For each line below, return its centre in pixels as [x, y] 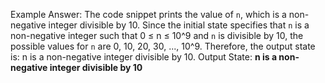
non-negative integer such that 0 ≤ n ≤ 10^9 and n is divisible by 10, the [157, 35]
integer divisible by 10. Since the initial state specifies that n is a [179, 25]
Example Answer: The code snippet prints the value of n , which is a [148, 14]
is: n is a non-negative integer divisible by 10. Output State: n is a [144, 57]
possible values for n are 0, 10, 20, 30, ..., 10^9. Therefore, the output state [163, 46]
